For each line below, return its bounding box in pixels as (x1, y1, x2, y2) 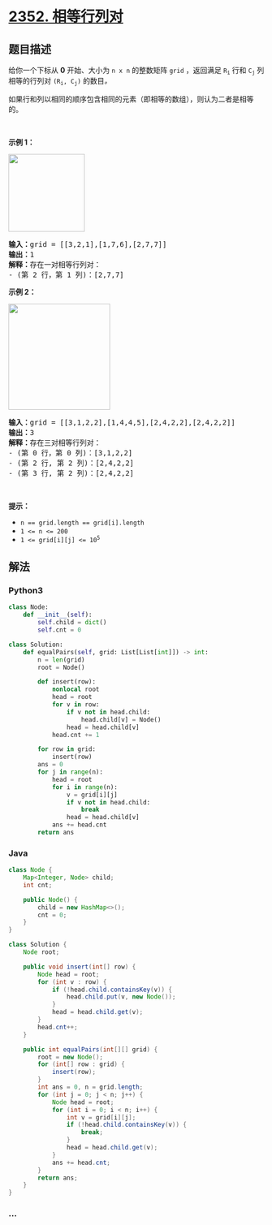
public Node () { (23, 895, 79, 904)
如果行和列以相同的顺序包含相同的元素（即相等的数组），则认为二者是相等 (8, 94, 254, 104)
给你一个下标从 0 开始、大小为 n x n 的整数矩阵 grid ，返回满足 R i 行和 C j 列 (8, 66, 265, 76)
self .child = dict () (37, 619, 107, 627)
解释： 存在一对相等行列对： (8, 260, 101, 269)
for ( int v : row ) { (37, 977, 107, 986)
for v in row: (51, 701, 100, 709)
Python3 (8, 585, 43, 597)
